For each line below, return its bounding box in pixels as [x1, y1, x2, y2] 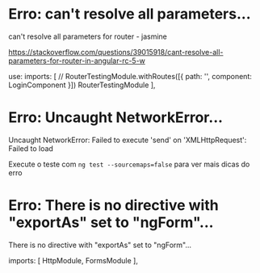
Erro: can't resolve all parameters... [8, 5, 251, 23]
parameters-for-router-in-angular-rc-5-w [8, 56, 145, 65]
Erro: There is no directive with [8, 196, 220, 215]
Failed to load [8, 143, 54, 153]
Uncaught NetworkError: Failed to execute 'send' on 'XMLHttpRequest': [8, 135, 247, 145]
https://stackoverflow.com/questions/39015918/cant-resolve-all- [8, 47, 224, 57]
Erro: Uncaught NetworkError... [8, 108, 224, 127]
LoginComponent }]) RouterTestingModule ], [8, 80, 156, 90]
